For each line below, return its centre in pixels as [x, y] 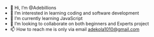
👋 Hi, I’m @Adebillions [33, 8]
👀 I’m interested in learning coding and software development [74, 13]
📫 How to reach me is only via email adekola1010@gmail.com [75, 29]
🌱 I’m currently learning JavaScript [46, 18]
